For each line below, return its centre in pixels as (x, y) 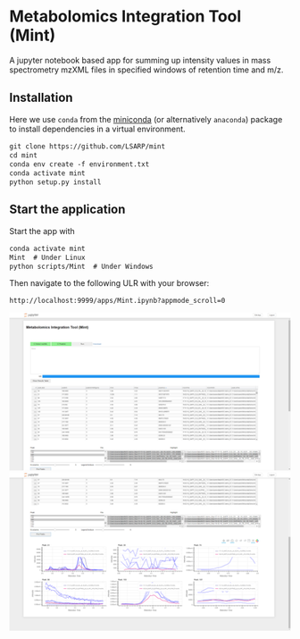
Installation (41, 98)
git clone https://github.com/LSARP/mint (87, 146)
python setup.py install (55, 182)
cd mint (24, 155)
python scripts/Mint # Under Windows (81, 266)
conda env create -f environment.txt (79, 164)
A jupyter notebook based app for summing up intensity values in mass (140, 60)
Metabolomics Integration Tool (125, 17)
